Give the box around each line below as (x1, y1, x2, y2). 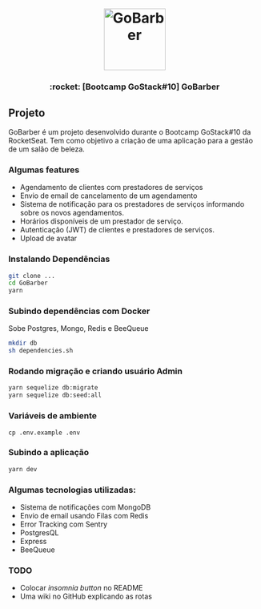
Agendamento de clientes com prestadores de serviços (19, 183, 203, 192)
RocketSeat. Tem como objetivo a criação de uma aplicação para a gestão (8, 135, 254, 145)
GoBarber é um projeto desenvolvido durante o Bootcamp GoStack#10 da (8, 127, 251, 136)
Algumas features (8, 164, 80, 175)
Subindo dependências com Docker (8, 305, 151, 317)
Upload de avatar (19, 233, 78, 244)
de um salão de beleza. (8, 144, 86, 154)
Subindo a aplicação (8, 447, 90, 458)
